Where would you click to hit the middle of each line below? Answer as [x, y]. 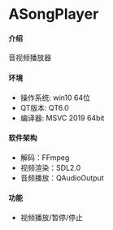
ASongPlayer [54, 14]
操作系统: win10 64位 [55, 98]
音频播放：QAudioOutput [62, 178]
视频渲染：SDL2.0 [50, 167]
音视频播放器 [30, 58]
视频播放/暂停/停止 [51, 217]
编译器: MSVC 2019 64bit [62, 118]
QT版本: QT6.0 [44, 107]
